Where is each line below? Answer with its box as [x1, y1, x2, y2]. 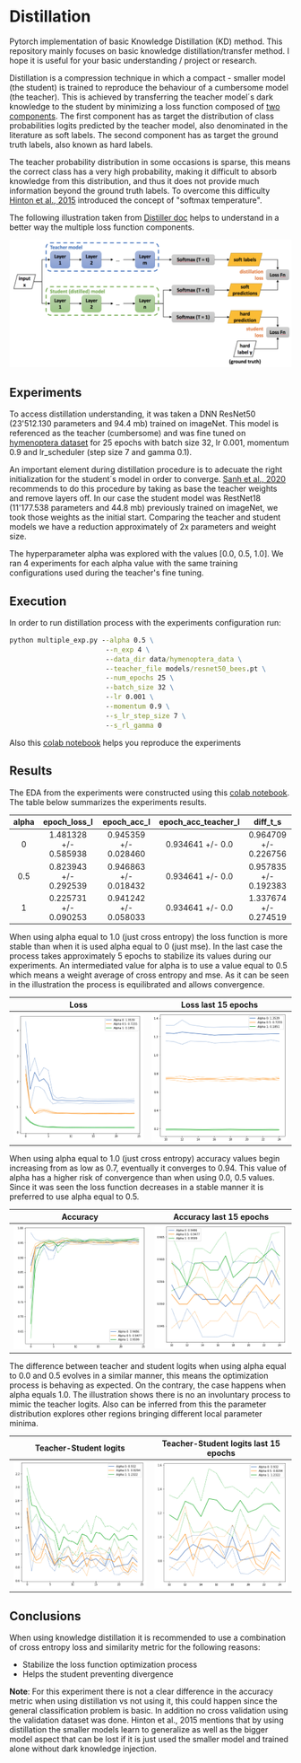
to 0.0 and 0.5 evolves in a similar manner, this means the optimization [9, 1371, 269, 1381]
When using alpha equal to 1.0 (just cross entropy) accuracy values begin [9, 1153, 280, 1164]
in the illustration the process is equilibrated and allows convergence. [9, 979, 265, 990]
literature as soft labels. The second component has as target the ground [9, 129, 279, 140]
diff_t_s [254, 817, 282, 828]
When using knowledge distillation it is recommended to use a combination [9, 1632, 287, 1644]
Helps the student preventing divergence [21, 1669, 174, 1680]
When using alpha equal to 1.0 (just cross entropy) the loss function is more [9, 932, 288, 943]
